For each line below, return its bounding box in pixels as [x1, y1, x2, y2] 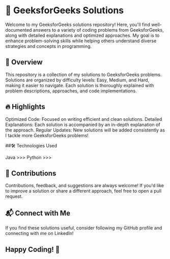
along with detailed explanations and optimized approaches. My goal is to [5, 32, 160, 38]
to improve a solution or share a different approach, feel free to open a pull [5, 188, 162, 194]
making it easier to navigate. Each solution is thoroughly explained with [5, 82, 154, 88]
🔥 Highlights [5, 102, 46, 111]
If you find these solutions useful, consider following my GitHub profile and [5, 225, 162, 231]
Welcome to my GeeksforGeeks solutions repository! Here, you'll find [5, 21, 150, 28]
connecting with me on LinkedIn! [5, 230, 74, 237]
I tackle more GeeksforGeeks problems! [5, 132, 89, 138]
